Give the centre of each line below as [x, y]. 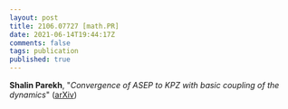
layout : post [34, 18]
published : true [40, 59]
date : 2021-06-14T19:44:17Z [62, 34]
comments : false [40, 43]
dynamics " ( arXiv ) [43, 95]
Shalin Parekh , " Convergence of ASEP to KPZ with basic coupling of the [144, 85]
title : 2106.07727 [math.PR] [64, 26]
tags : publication [44, 51]
